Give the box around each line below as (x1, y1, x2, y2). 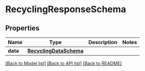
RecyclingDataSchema (27, 47, 84, 54)
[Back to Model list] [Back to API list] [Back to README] (5, 60, 122, 66)
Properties (5, 24, 40, 32)
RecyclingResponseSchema (5, 4, 126, 15)
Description (88, 39, 118, 46)
